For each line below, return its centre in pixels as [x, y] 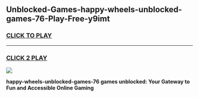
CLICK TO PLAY [29, 36]
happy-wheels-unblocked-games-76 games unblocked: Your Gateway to [98, 81]
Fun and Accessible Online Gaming [50, 88]
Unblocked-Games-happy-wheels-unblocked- [94, 10]
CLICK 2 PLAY [27, 58]
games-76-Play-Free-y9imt [58, 19]
